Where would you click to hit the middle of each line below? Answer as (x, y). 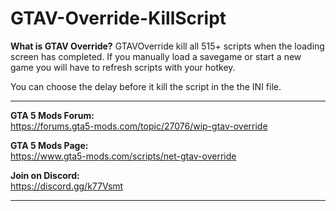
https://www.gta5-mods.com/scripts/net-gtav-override (123, 156)
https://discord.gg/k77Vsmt (67, 186)
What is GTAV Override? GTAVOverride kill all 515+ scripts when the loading (167, 46)
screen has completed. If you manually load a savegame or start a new (156, 56)
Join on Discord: (45, 175)
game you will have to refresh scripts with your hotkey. (123, 67)
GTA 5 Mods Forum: (52, 115)
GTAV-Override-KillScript (118, 18)
